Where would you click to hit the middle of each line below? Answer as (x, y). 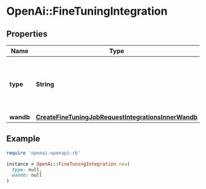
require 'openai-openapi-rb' (44, 153)
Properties (27, 34)
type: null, (27, 169)
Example (23, 139)
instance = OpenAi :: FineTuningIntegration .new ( (68, 164)
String (45, 84)
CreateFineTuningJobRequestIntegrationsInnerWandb (117, 117)
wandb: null (27, 176)
